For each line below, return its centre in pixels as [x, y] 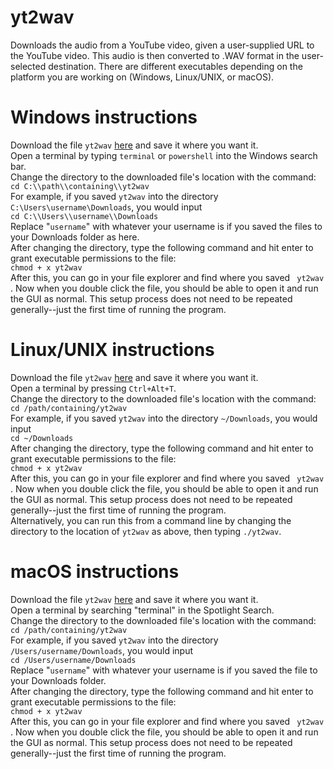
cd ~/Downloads [42, 438]
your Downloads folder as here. [75, 237]
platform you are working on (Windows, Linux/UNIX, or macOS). [142, 77]
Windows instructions [104, 117]
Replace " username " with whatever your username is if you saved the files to [166, 226]
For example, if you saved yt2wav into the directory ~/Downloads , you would [164, 418]
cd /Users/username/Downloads [73, 660]
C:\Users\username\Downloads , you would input [106, 207]
